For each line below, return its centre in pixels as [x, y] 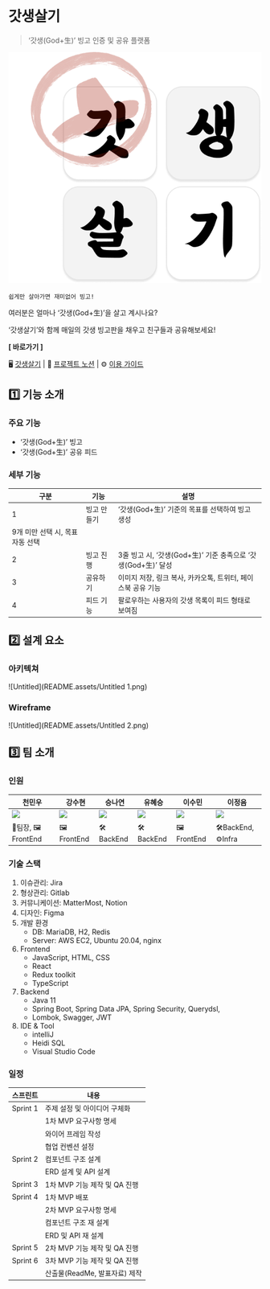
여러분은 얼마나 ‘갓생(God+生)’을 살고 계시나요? [83, 313]
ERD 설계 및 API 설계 [78, 1172]
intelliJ [43, 1035]
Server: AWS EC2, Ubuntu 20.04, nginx [97, 941]
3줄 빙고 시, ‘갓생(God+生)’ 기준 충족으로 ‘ [184, 555]
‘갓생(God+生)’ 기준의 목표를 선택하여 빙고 [184, 509]
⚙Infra [227, 839]
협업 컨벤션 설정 [70, 1146]
